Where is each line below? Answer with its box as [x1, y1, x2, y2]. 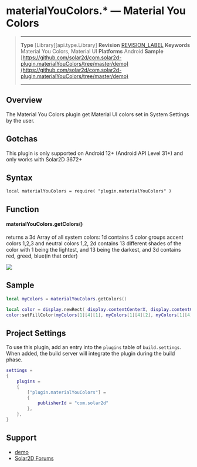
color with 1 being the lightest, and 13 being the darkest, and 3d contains [6, 246, 181, 253]
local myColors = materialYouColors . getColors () [6, 296, 127, 302]
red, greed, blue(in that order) [6, 252, 78, 259]
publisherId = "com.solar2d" [37, 400, 109, 406]
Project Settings [6, 328, 66, 338]
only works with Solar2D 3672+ [6, 155, 83, 163]
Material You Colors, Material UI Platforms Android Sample [20, 48, 164, 55]
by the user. [6, 117, 35, 124]
